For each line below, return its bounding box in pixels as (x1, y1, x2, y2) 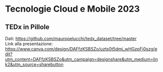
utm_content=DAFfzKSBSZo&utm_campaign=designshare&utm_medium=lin (5, 56, 158, 62)
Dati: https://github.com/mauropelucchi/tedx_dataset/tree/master (5, 36, 137, 41)
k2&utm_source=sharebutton (5, 62, 64, 67)
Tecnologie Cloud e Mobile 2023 (5, 3, 140, 15)
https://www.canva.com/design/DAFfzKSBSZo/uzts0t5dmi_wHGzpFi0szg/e (5, 46, 158, 52)
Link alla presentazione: (5, 41, 53, 47)
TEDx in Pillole (5, 23, 50, 31)
